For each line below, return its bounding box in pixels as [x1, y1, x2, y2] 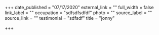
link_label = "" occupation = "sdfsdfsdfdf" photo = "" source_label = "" [5, 10, 152, 16]
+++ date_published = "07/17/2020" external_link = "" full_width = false [5, 5, 154, 10]
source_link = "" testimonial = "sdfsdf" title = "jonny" [5, 15, 115, 21]
